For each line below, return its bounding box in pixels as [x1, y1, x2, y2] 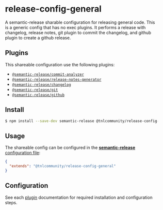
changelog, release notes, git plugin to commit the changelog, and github [5, 30, 151, 35]
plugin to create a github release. [5, 35, 71, 41]
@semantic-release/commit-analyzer [12, 72, 84, 77]
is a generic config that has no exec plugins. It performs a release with [5, 24, 146, 30]
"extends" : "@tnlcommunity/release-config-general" [9, 164, 116, 169]
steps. [5, 199, 17, 205]
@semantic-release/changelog [12, 82, 71, 87]
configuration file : [5, 150, 40, 156]
